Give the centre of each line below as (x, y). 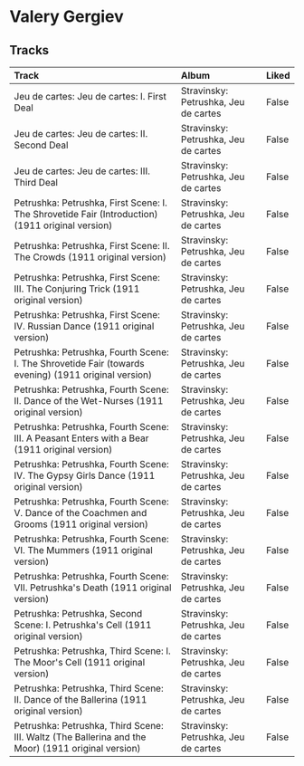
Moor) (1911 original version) (77, 748)
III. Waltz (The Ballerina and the (80, 737)
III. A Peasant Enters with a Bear (81, 438)
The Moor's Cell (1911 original (80, 662)
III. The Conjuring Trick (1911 (77, 289)
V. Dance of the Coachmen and (81, 513)
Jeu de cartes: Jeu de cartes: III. (82, 171)
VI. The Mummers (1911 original (84, 550)
